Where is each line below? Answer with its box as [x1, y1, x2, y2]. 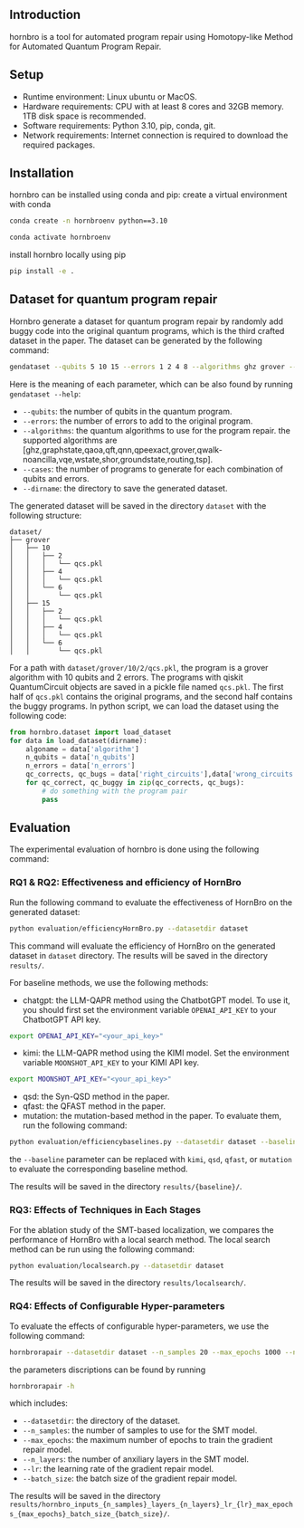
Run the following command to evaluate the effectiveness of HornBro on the [9, 896, 292, 908]
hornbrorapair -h [9, 1381, 75, 1390]
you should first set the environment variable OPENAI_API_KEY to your [22, 1004, 278, 1015]
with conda [9, 199, 52, 210]
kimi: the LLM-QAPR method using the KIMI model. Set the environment [22, 1047, 290, 1058]
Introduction [9, 7, 81, 23]
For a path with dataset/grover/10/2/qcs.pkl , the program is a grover [9, 662, 269, 673]
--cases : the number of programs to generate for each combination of [22, 463, 283, 474]
